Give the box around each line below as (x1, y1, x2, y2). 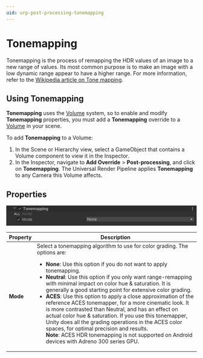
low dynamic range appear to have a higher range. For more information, (6, 70, 187, 77)
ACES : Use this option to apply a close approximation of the (45, 293, 195, 300)
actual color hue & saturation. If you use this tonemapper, (45, 312, 188, 319)
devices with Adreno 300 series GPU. (45, 338, 140, 345)
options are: (37, 249, 66, 256)
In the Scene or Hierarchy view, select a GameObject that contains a (14, 146, 185, 153)
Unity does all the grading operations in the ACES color (45, 319, 182, 326)
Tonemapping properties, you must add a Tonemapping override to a (6, 116, 181, 124)
